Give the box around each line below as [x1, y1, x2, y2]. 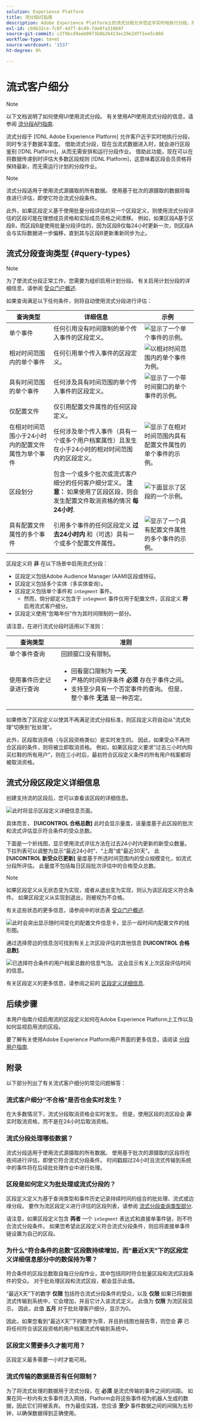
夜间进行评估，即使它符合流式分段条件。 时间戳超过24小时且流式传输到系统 [6, 1156, 192, 1163]
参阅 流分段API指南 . [6, 120, 55, 127]
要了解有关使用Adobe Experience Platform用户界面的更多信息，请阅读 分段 [6, 1036, 190, 1043]
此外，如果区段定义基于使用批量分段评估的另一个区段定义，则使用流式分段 [6, 207, 189, 214]
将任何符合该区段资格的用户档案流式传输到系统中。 [6, 1325, 132, 1333]
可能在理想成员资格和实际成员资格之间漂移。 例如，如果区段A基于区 [26, 214, 194, 221]
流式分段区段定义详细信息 [6, 777, 100, 788]
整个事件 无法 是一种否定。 [71, 693, 146, 702]
